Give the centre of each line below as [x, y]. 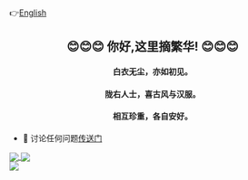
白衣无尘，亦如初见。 [153, 71]
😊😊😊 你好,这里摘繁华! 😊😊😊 [153, 47]
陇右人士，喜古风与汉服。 [153, 94]
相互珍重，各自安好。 [153, 117]
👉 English [28, 13]
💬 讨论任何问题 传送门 [62, 137]
